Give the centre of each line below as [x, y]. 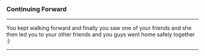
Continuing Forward [37, 9]
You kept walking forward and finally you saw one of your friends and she [99, 28]
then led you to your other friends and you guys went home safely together [101, 35]
